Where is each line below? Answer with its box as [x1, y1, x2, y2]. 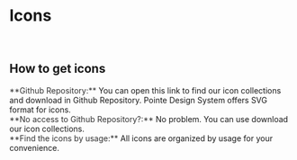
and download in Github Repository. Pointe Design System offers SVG [9, 94, 268, 105]
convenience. [9, 142, 60, 153]
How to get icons [9, 61, 106, 76]
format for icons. [9, 104, 72, 115]
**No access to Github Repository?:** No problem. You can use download [9, 113, 289, 124]
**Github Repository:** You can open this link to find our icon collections [9, 84, 282, 95]
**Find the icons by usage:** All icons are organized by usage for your [9, 132, 273, 144]
